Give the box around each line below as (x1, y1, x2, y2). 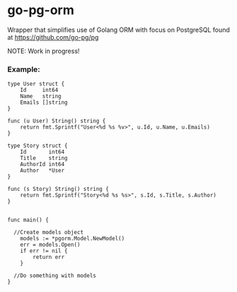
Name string (20, 93, 62, 100)
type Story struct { (7, 142, 69, 150)
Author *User (20, 167, 65, 175)
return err (33, 254, 65, 261)
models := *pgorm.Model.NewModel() (20, 235, 125, 243)
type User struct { (7, 81, 65, 88)
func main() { (7, 216, 50, 224)
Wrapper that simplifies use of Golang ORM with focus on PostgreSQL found (7, 25, 230, 34)
